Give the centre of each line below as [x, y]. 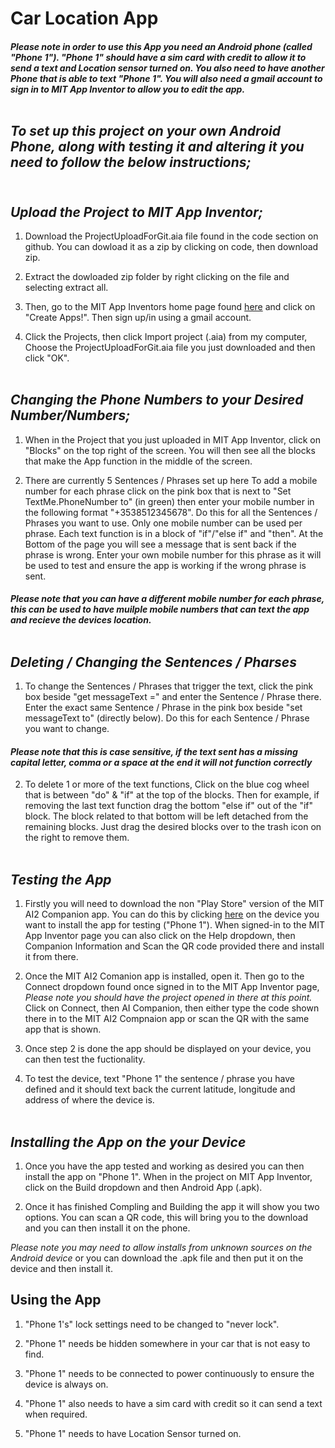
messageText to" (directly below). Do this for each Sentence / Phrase [167, 718]
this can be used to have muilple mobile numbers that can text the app [160, 609]
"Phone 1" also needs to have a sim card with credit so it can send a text [173, 1403]
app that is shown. [63, 1029]
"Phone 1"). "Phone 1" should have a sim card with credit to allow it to [158, 57]
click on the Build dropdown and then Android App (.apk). [143, 1188]
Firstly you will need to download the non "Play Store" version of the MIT [174, 904]
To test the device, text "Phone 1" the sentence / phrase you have [159, 1079]
